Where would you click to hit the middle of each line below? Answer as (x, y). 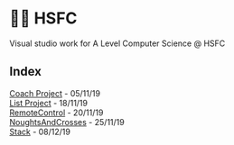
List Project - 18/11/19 (49, 103)
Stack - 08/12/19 (40, 131)
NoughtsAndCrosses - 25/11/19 (67, 122)
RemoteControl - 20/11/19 (56, 113)
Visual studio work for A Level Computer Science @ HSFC (117, 43)
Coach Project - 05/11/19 (55, 93)
